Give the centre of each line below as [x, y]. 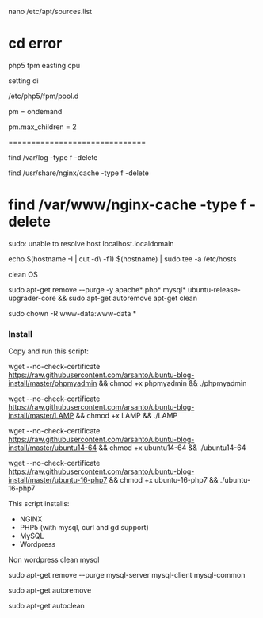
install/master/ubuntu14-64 [53, 448]
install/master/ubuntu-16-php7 [58, 480]
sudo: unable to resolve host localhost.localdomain [91, 243]
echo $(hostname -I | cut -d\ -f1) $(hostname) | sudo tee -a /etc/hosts [122, 259]
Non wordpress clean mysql [54, 560]
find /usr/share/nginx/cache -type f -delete [78, 173]
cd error [35, 44]
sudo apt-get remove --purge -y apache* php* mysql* [97, 289]
